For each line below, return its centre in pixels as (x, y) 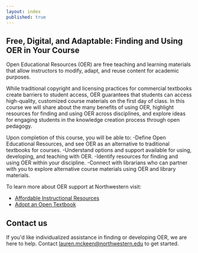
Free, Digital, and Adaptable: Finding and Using (95, 41)
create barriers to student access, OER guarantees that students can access (99, 95)
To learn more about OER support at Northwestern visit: (74, 187)
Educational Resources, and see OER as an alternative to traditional (88, 144)
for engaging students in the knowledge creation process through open (93, 120)
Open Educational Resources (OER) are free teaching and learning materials (98, 64)
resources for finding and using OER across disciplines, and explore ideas (96, 113)
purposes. (19, 77)
